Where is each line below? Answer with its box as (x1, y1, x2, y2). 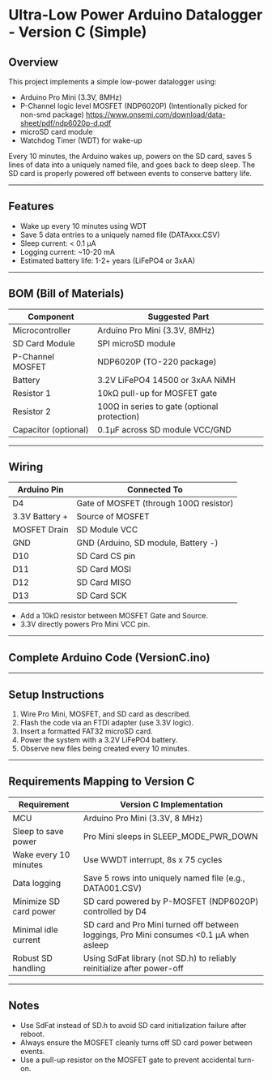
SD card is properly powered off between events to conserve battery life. (8, 169, 253, 178)
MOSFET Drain (12, 524, 69, 536)
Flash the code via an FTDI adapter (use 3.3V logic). (19, 718, 194, 728)
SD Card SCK (76, 590, 127, 601)
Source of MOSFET (76, 511, 150, 523)
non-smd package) (19, 110, 85, 119)
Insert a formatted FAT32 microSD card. (19, 726, 154, 736)
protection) (96, 411, 140, 422)
